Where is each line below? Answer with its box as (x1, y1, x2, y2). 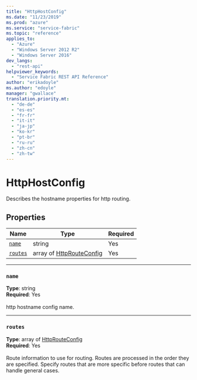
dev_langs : (6, 58, 33, 63)
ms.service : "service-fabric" (6, 25, 80, 31)
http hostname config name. (6, 304, 74, 311)
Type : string (6, 285, 36, 292)
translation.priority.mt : (6, 96, 69, 102)
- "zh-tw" (11, 150, 35, 156)
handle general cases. (6, 366, 60, 374)
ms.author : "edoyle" (6, 85, 57, 91)
